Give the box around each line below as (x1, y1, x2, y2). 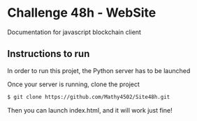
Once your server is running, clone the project (7, 80, 140, 88)
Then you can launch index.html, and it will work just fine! (7, 106, 173, 114)
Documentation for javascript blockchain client (7, 28, 142, 36)
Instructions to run (7, 48, 90, 60)
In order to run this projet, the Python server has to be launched (7, 66, 191, 74)
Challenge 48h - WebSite (7, 5, 156, 21)
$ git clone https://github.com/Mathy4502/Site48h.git (7, 93, 170, 100)
